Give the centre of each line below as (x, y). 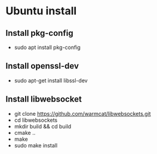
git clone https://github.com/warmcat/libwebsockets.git (82, 113)
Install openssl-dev (42, 66)
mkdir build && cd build (43, 126)
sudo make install (36, 145)
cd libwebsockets (36, 120)
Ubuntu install (41, 11)
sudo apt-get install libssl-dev (51, 80)
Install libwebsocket (44, 99)
